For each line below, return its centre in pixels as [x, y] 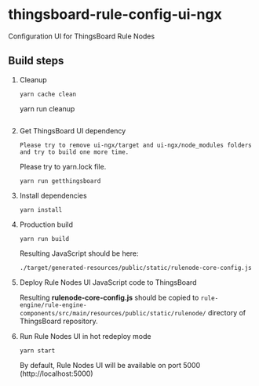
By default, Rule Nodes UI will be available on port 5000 [110, 365]
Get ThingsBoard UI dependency [73, 130]
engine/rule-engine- [53, 305]
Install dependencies [53, 195]
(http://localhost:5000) [56, 373]
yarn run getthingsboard [60, 181]
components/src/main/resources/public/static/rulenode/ [113, 313]
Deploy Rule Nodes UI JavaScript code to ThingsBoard [108, 282]
